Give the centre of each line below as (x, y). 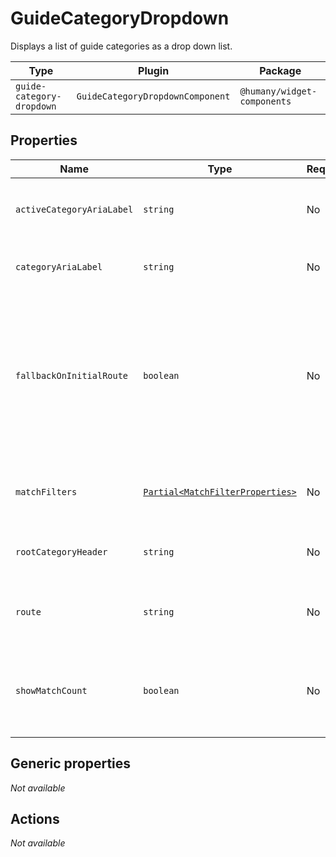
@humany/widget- (278, 91)
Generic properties (71, 763)
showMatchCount (51, 690)
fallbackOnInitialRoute (72, 375)
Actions (35, 818)
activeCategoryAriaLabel (74, 209)
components (265, 101)
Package (280, 70)
